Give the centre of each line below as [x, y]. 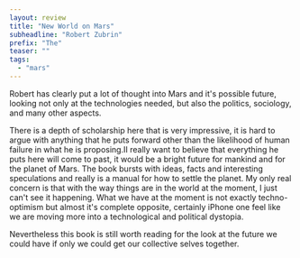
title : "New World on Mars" [62, 26]
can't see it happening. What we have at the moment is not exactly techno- [149, 197]
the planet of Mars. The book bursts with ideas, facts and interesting [136, 169]
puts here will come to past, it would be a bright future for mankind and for [147, 159]
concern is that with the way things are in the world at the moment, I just [143, 188]
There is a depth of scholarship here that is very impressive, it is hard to [142, 130]
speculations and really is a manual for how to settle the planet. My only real [150, 178]
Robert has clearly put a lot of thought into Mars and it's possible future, [143, 93]
